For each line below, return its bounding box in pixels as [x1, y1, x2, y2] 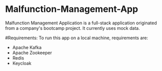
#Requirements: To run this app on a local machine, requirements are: [5, 35, 149, 41]
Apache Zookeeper [12, 50, 52, 56]
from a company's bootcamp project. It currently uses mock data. [5, 25, 140, 31]
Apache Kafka [12, 44, 42, 50]
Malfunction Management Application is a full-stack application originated [5, 20, 157, 26]
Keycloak [12, 60, 31, 66]
